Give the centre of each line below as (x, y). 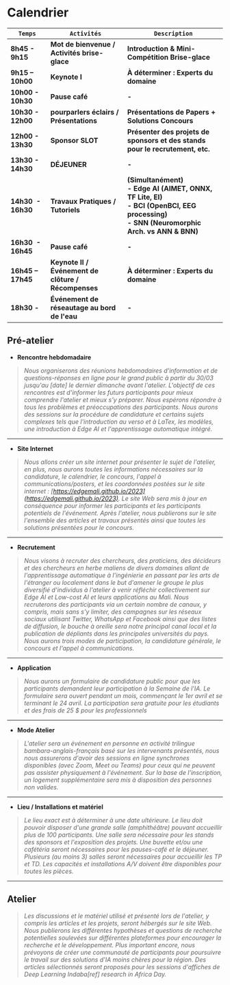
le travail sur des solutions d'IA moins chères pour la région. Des (115, 960)
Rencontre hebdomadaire (54, 357)
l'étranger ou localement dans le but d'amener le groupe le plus (114, 582)
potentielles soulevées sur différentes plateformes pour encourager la (123, 938)
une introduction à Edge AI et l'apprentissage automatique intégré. (118, 429)
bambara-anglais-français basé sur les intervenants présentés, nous (122, 750)
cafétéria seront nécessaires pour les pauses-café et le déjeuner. (116, 849)
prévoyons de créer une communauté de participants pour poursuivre (122, 952)
